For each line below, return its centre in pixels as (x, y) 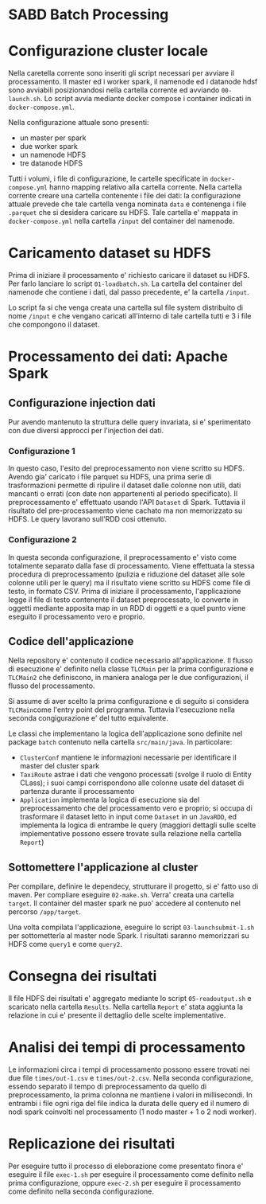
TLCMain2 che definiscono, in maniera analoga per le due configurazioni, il (128, 678)
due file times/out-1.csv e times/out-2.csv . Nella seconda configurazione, (131, 1078)
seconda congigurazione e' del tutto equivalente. (89, 718)
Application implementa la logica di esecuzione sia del (110, 800)
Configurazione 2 (42, 540)
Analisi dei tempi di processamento (127, 1048)
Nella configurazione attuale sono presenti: (79, 123)
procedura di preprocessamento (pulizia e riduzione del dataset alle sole (127, 574)
